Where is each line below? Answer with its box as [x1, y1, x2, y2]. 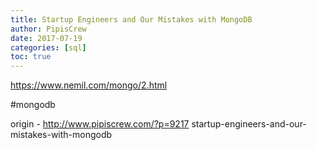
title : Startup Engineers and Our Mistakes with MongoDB [10, 14, 253, 25]
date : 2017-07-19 [10, 33, 83, 43]
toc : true [10, 52, 52, 62]
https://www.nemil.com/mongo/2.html [10, 79, 168, 91]
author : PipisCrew [10, 24, 87, 34]
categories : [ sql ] [10, 42, 87, 53]
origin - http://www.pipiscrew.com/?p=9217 [10, 118, 190, 130]
